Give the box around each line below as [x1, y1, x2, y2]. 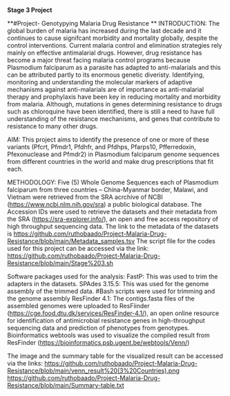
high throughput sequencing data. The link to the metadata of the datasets [7, 223, 219, 230]
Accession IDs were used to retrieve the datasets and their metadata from [7, 207, 218, 216]
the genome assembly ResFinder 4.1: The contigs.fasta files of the [7, 294, 195, 303]
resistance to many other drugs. [7, 122, 98, 130]
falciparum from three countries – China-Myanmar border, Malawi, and [7, 186, 209, 194]
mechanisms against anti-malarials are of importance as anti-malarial [7, 86, 204, 93]
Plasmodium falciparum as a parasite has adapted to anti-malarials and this [7, 64, 221, 71]
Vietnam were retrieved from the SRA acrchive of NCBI [7, 193, 164, 201]
